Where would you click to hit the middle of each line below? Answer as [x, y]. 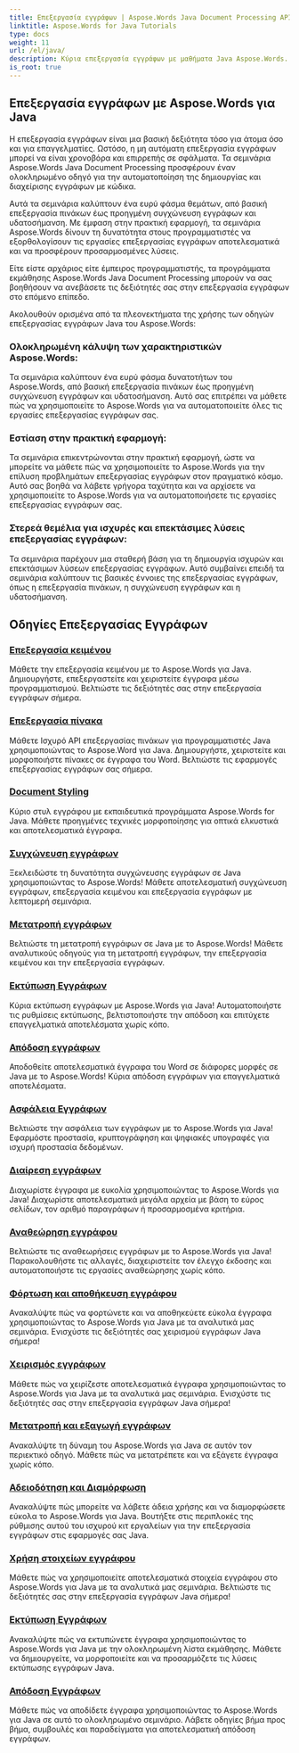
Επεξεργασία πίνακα [56, 721]
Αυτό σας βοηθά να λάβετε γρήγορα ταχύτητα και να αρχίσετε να [133, 486]
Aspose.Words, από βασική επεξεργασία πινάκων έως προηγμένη [131, 386]
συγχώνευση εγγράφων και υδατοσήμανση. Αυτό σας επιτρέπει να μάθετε [148, 396]
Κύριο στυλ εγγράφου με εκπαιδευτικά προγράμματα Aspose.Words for [142, 811]
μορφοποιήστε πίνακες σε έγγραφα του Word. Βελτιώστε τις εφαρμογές [143, 759]
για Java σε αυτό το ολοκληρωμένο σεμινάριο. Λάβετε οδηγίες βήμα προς [148, 1720]
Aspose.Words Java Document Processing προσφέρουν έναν [122, 167]
